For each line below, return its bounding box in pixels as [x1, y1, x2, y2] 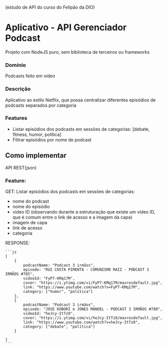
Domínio [5, 61, 26, 68]
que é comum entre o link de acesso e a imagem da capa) [12, 214, 133, 220]
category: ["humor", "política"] [23, 289, 93, 294]
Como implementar [5, 151, 67, 160]
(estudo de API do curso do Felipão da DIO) [5, 5, 95, 10]
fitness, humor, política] [12, 131, 62, 137]
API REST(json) [5, 164, 37, 170]
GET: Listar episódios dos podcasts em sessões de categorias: [5, 188, 135, 195]
